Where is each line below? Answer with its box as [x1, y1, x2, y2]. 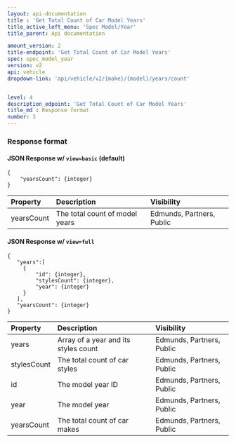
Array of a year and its [57, 335, 131, 345]
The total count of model [55, 209, 138, 219]
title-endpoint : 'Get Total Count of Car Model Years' [7, 49, 171, 56]
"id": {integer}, [35, 271, 86, 278]
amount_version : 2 [7, 43, 61, 50]
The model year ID [57, 380, 118, 390]
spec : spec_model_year [7, 55, 74, 63]
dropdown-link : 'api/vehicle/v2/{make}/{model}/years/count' [7, 75, 190, 82]
